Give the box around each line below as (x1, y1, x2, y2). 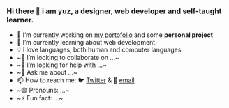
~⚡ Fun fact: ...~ (16, 94, 64, 102)
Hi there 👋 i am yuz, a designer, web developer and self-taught (6, 6, 222, 16)
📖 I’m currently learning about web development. (16, 38, 158, 47)
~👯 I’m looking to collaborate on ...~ (16, 54, 119, 62)
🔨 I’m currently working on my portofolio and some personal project (16, 31, 214, 39)
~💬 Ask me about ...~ (16, 68, 78, 77)
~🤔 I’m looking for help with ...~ (16, 61, 108, 69)
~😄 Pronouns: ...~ (16, 86, 70, 95)
